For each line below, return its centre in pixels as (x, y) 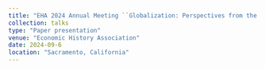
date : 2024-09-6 (35, 45)
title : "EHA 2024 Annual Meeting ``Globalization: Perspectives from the (133, 15)
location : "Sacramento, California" (69, 52)
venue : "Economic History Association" (74, 38)
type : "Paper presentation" (55, 30)
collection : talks (38, 23)
